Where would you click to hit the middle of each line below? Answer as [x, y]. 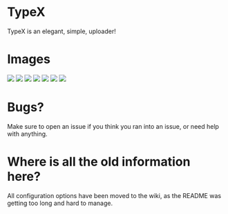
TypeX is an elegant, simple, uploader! [61, 31]
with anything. [27, 134]
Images [29, 59]
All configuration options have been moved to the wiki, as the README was [114, 195]
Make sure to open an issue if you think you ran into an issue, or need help [113, 126]
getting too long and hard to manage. [60, 203]
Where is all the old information [99, 162]
